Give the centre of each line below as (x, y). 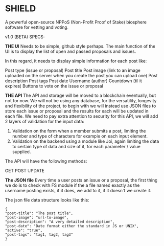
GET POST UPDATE (25, 170)
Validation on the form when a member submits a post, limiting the (79, 131)
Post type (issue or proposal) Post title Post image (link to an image (73, 70)
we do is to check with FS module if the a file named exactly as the (72, 185)
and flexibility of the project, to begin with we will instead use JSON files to (81, 106)
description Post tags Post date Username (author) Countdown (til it (73, 81)
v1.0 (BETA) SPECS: (25, 37)
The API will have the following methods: (46, 161)
